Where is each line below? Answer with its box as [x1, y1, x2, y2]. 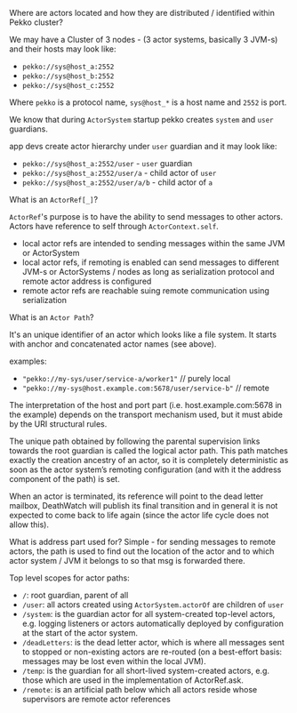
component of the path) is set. [9, 474, 120, 484]
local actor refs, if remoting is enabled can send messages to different [21, 257, 280, 268]
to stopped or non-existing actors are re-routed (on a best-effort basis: [21, 646, 283, 657]
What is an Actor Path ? [9, 312, 95, 323]
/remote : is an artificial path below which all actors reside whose [21, 685, 258, 694]
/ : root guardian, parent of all [21, 590, 129, 600]
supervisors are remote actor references [21, 693, 171, 704]
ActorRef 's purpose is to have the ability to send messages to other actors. [9, 212, 283, 221]
